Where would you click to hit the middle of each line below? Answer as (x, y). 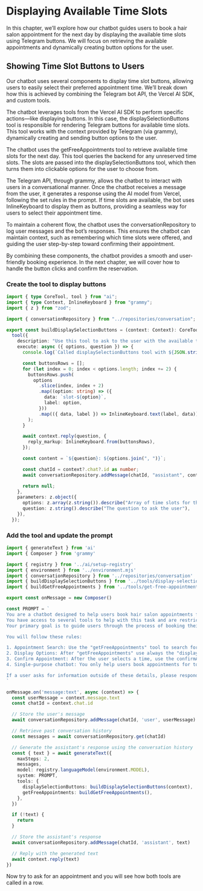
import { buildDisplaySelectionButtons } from (66, 581)
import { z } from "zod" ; (39, 308)
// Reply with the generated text (55, 853)
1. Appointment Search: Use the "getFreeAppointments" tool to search (97, 648)
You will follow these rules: (44, 637)
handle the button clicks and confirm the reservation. (72, 269)
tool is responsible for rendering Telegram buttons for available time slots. (98, 125)
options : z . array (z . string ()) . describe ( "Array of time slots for (106, 503)
